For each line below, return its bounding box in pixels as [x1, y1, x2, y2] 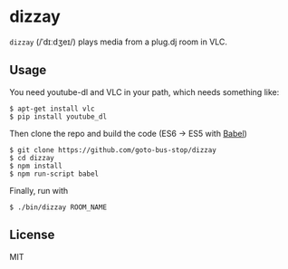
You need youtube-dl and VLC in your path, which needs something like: [9, 86, 280, 97]
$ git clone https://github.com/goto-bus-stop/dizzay [9, 145, 217, 155]
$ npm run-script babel [9, 169, 100, 178]
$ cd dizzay [9, 153, 54, 162]
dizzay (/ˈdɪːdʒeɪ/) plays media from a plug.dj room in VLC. [9, 36, 228, 47]
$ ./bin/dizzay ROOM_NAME [9, 202, 107, 212]
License [9, 227, 55, 243]
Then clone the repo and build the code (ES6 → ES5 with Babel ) [9, 128, 247, 139]
